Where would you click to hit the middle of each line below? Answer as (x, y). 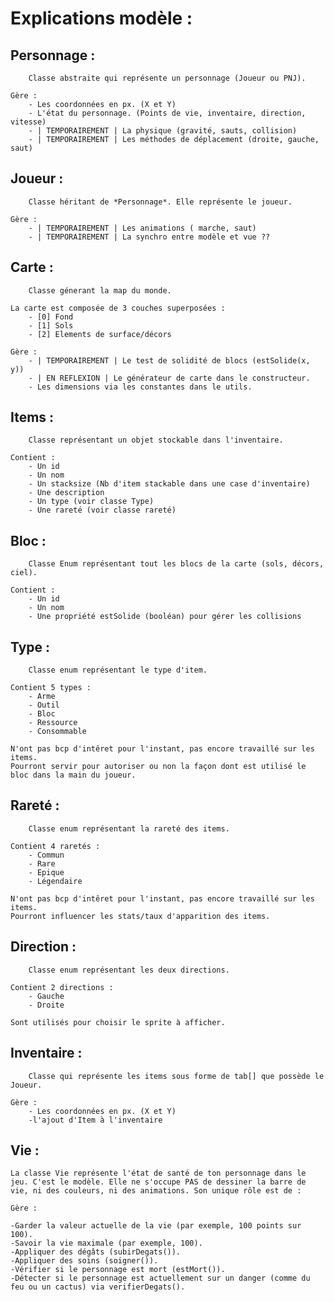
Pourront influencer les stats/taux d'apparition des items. (140, 916)
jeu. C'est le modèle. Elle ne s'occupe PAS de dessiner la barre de (158, 1182)
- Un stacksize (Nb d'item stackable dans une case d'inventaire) (169, 484)
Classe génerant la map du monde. (100, 290)
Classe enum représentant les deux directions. (129, 970)
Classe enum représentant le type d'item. (118, 670)
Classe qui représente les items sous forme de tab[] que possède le (176, 1076)
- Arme (42, 697)
